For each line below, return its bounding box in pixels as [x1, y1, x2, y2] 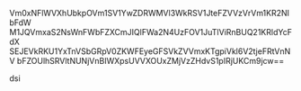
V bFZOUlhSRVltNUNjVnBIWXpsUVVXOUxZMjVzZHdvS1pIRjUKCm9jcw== [9, 56, 285, 66]
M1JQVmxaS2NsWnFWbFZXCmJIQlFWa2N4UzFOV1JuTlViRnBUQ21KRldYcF [9, 27, 292, 37]
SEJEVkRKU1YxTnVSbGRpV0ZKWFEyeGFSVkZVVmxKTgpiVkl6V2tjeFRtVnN [9, 46, 291, 57]
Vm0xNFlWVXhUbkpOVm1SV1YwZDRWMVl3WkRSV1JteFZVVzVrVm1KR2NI [9, 8, 290, 18]
